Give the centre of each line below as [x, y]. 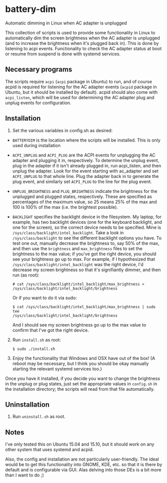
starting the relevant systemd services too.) [57, 369]
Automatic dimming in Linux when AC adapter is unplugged [66, 23]
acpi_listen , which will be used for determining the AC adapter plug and [80, 97]
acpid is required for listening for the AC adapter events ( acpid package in [81, 87]
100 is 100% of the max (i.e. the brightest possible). [65, 207]
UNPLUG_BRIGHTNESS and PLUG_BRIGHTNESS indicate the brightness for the [85, 191]
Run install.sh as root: [37, 339]
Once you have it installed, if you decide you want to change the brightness [83, 378]
